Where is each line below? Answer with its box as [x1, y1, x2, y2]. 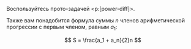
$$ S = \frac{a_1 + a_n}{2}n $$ [64, 36, 142, 44]
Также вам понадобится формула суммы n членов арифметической [6, 17, 185, 24]
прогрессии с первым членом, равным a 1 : [6, 24, 118, 32]
